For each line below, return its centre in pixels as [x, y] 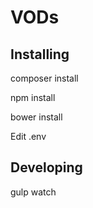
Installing [40, 54]
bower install [36, 117]
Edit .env [28, 136]
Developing [46, 167]
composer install [44, 78]
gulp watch [33, 192]
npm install [33, 97]
